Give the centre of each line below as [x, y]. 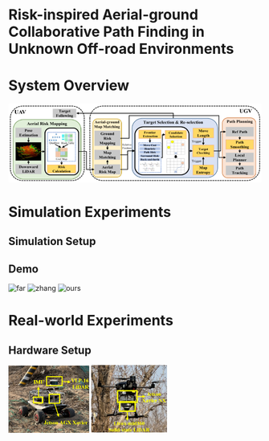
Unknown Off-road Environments [121, 49]
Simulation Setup [52, 241]
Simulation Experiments [90, 212]
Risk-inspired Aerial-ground [104, 15]
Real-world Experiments [91, 321]
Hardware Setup [50, 350]
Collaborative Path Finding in [106, 32]
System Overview [69, 86]
